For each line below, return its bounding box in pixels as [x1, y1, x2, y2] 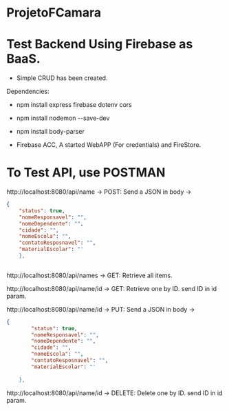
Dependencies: [6, 88, 50, 96]
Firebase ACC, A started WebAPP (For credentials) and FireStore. [16, 141, 201, 149]
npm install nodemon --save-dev [16, 114, 110, 122]
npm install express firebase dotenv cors [16, 101, 132, 109]
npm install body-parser [16, 128, 85, 136]
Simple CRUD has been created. [16, 74, 108, 82]
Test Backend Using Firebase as [6, 37, 193, 52]
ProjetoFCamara [6, 5, 101, 21]
